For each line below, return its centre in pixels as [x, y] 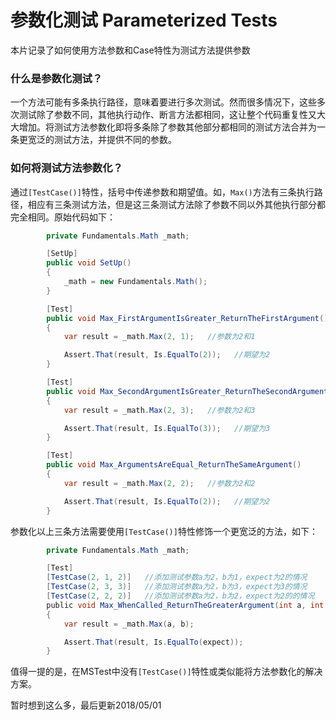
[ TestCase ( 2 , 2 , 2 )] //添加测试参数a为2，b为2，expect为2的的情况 [180, 596]
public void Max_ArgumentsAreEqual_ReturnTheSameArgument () [174, 465]
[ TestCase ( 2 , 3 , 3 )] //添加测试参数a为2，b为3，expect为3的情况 [177, 587]
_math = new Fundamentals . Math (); [135, 282]
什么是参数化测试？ [56, 78]
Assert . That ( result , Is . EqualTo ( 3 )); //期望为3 [167, 428]
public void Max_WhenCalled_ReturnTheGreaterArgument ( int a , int [185, 605]
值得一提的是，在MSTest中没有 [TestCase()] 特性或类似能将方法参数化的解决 [166, 672]
